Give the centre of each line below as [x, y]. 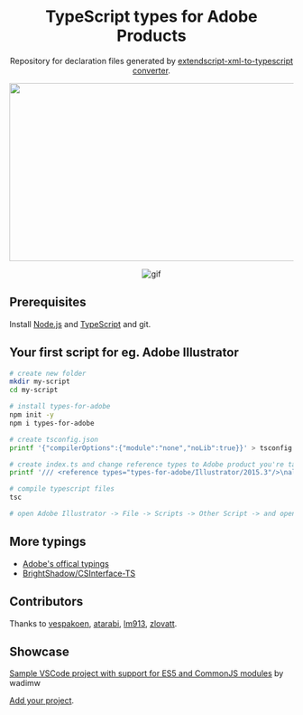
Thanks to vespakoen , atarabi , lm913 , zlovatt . [93, 623]
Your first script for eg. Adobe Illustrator [124, 353]
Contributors [46, 602]
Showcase [40, 651]
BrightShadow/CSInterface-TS [79, 573]
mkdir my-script [40, 381]
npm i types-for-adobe [52, 423]
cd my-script [34, 390]
